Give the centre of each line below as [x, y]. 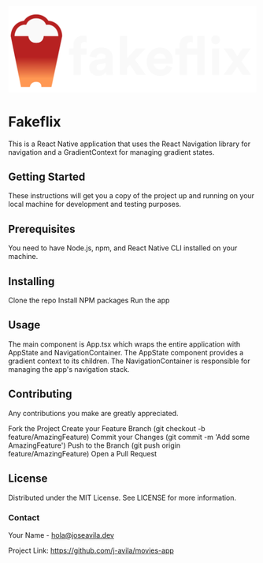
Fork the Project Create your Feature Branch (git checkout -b [107, 428]
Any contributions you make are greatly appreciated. [93, 413]
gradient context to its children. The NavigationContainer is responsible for [129, 361]
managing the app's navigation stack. [69, 369]
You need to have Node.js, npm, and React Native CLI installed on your [123, 248]
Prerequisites [42, 229]
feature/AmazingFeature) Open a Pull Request [83, 453]
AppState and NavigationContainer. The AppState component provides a [126, 352]
